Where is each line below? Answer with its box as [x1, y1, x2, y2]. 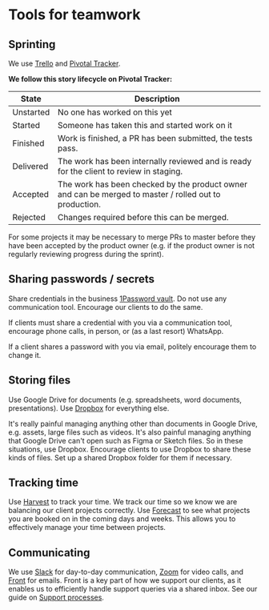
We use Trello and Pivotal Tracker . [8, 58, 121, 68]
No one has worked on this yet [57, 106, 172, 118]
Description [134, 94, 180, 104]
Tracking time [8, 476, 78, 490]
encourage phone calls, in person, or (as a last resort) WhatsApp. [8, 326, 224, 335]
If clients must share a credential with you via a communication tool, [8, 318, 232, 327]
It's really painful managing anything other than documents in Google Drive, [8, 419, 258, 428]
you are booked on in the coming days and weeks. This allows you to [8, 514, 236, 524]
